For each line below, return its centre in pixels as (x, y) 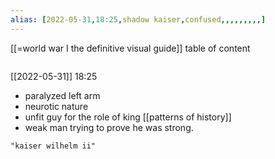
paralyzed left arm (62, 95)
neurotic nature (56, 106)
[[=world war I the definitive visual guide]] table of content (130, 48)
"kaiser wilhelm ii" (53, 146)
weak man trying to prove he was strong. (109, 127)
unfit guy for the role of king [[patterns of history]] (128, 117)
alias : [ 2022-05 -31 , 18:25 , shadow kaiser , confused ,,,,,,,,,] (138, 19)
